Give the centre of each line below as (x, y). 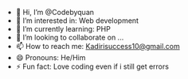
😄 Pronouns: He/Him (51, 58)
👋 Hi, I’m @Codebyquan (55, 12)
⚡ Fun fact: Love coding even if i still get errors (92, 66)
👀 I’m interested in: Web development (77, 21)
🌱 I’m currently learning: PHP (63, 29)
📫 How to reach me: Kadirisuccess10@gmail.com (98, 46)
